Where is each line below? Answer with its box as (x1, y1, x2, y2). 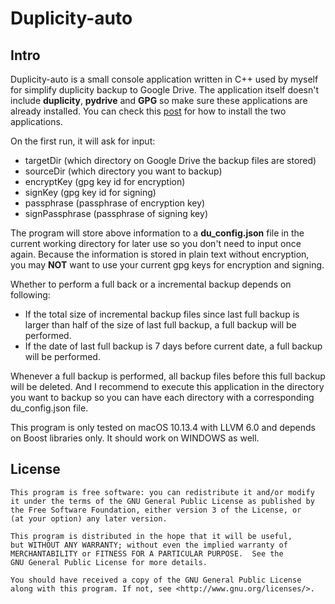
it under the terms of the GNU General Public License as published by (10, 496, 315, 506)
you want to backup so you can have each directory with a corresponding (10, 392, 315, 403)
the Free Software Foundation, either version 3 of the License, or (10, 505, 302, 515)
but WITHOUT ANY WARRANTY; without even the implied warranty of (10, 540, 288, 550)
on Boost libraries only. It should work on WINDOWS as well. (10, 432, 260, 444)
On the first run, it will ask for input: (10, 135, 156, 147)
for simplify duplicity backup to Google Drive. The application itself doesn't (10, 84, 320, 96)
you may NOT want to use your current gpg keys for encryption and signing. (10, 259, 325, 271)
